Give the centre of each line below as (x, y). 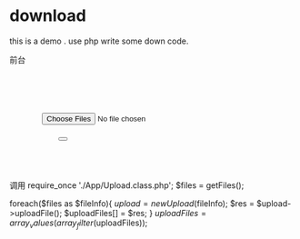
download (48, 16)
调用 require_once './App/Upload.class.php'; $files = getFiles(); (127, 185)
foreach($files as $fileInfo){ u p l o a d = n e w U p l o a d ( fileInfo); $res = (132, 203)
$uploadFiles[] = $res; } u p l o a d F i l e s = (135, 213)
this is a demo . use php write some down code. (99, 41)
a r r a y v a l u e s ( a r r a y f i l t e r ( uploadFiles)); (79, 224)
